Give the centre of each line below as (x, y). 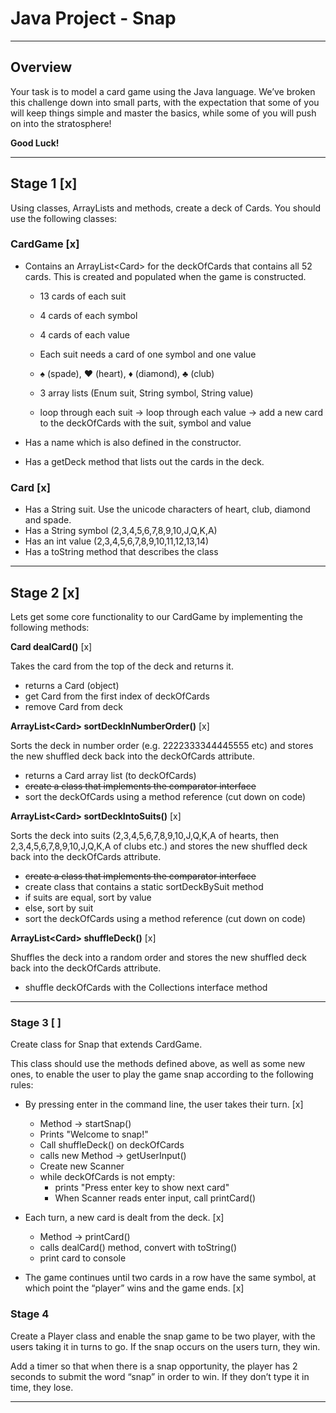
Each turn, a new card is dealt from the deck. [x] (124, 1218)
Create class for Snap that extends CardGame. (106, 1044)
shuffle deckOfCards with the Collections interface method (146, 987)
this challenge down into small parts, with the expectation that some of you (165, 102)
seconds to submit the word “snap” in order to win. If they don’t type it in (160, 1376)
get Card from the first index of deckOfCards (117, 696)
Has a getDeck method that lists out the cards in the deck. (144, 461)
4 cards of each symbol (88, 315)
